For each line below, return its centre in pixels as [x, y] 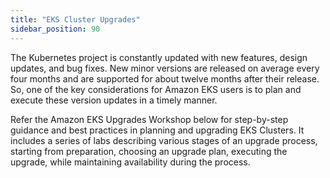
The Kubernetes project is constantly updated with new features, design [159, 57]
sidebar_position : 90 [55, 29]
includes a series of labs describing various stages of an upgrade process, [164, 140]
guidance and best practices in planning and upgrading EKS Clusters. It [157, 130]
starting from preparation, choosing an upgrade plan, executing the [149, 151]
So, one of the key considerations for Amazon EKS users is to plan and [156, 89]
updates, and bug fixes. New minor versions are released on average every [165, 68]
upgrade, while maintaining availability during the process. [130, 162]
